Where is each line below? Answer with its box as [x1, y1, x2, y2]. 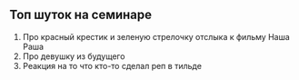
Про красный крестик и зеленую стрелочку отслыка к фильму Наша [22, 31, 291, 42]
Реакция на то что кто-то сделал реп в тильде [22, 60, 203, 71]
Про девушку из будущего [22, 50, 125, 62]
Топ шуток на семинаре [9, 7, 153, 23]
